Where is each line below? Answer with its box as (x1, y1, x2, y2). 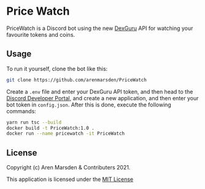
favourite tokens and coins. (6, 31, 75, 38)
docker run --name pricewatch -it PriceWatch (6, 130, 125, 137)
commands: (6, 107, 37, 114)
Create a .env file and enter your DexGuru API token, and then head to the (6, 87, 193, 95)
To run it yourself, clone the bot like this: (6, 65, 108, 72)
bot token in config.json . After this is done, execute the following (6, 101, 172, 108)
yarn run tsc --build (6, 119, 62, 125)
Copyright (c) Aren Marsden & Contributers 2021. (6, 164, 131, 171)
